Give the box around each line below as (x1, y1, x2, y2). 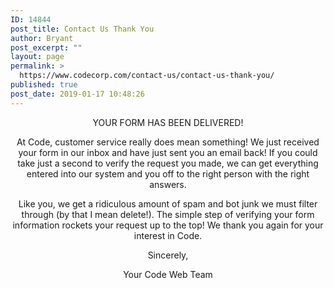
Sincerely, (147, 249, 189, 261)
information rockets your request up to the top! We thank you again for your (12, 219, 324, 231)
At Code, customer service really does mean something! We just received (16, 136, 320, 148)
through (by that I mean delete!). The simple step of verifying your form (21, 208, 315, 220)
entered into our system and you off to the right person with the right (26, 167, 310, 180)
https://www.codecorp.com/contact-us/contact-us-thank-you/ (19, 71, 275, 81)
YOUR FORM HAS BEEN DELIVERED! (92, 116, 244, 128)
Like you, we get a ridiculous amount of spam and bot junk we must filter (18, 197, 318, 210)
